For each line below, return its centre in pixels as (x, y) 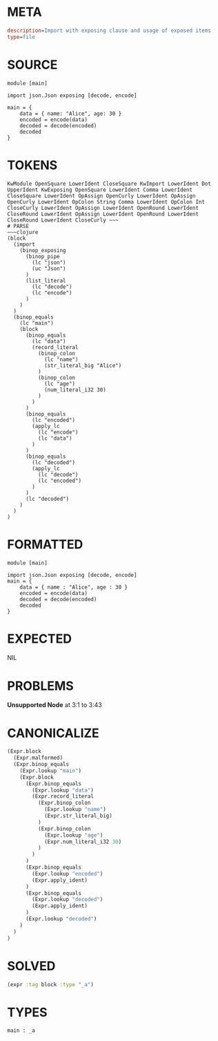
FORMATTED (45, 544)
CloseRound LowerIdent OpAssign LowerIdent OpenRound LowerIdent (103, 214)
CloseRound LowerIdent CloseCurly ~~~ (63, 220)
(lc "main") (37, 323)
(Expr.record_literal (63, 797)
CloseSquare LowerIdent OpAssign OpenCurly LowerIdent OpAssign (101, 196)
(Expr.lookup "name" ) (75, 810)
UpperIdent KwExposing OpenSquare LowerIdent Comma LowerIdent (100, 190)
